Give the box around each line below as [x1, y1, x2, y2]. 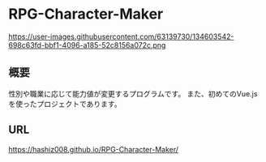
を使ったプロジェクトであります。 [8, 99, 122, 109]
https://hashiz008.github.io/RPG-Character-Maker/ [8, 144, 179, 154]
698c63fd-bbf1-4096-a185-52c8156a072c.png [8, 40, 166, 49]
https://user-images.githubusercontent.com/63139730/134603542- [8, 32, 234, 41]
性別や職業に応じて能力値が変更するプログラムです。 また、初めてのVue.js [8, 88, 258, 98]
